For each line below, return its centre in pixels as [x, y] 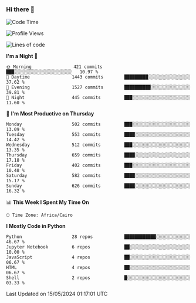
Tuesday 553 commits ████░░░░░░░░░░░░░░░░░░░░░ [98, 135]
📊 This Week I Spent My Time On [48, 202]
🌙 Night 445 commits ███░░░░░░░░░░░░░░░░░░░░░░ [98, 98]
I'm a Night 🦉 [22, 56]
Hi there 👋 [21, 9]
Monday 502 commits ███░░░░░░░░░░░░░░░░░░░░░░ [98, 125]
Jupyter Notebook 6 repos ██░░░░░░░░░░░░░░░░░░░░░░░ [98, 247]
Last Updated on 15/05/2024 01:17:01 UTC [57, 294]
